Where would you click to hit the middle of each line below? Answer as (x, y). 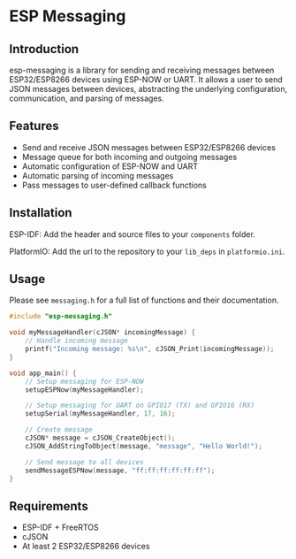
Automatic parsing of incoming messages (98, 175)
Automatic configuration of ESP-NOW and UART (110, 166)
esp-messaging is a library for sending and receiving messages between (142, 70)
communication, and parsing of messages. (87, 98)
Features (34, 126)
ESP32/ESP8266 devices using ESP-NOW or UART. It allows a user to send (146, 80)
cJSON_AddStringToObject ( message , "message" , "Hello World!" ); (144, 446)
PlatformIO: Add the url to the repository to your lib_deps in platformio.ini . (147, 251)
